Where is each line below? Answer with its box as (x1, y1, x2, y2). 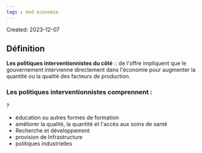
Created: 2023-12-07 (6, 26, 60, 33)
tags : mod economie (6, 9, 59, 15)
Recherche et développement (15, 127, 90, 134)
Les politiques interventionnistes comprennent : (6, 88, 153, 97)
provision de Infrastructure (15, 133, 83, 141)
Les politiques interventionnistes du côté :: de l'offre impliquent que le (6, 59, 187, 67)
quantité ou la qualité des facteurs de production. (6, 73, 130, 80)
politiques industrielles (15, 140, 72, 147)
